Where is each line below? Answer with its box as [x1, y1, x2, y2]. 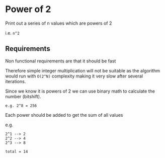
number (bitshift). [5, 93, 41, 99]
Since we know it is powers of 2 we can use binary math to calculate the [5, 88, 155, 94]
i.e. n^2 [5, 30, 20, 36]
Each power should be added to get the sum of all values [5, 112, 123, 118]
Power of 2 [5, 4, 51, 15]
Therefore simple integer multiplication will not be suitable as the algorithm [5, 67, 160, 73]
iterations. [5, 78, 26, 84]
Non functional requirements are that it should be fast [5, 58, 116, 64]
